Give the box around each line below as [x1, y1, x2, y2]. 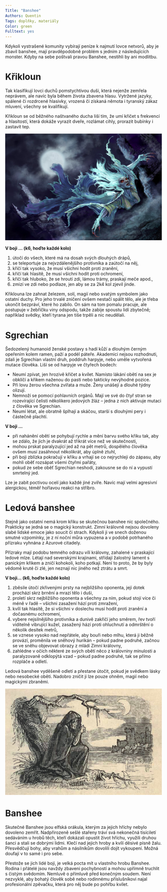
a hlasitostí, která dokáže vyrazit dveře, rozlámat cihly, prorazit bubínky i [5, 118, 153, 124]
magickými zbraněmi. [5, 679, 49, 685]
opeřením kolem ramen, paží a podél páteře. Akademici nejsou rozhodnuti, [5, 351, 158, 357]
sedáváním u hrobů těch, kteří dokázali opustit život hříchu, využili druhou [5, 834, 157, 840]
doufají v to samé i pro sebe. [5, 850, 64, 856]
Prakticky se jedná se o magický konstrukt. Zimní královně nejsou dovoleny [5, 524, 159, 530]
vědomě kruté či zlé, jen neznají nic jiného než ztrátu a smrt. [5, 565, 128, 571]
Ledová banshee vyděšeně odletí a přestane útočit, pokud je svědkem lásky [5, 668, 161, 674]
